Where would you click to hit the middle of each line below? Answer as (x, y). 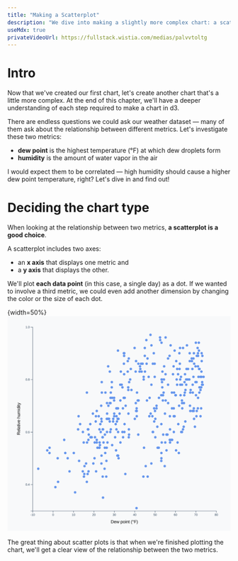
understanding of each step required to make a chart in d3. (93, 108)
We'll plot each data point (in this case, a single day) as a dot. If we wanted (117, 284)
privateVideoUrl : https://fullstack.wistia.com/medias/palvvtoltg (107, 38)
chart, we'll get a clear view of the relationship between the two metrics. (113, 550)
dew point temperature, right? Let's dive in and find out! (89, 179)
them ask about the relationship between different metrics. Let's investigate (118, 129)
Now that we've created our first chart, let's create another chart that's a (113, 93)
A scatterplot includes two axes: (54, 249)
